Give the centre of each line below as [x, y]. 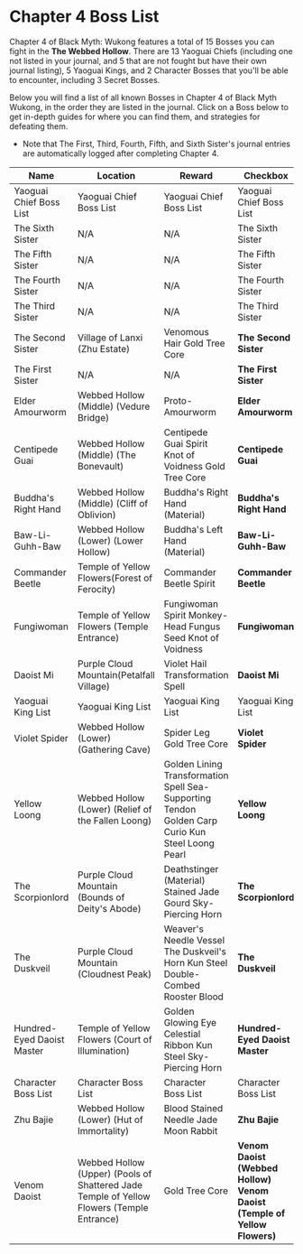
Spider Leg [187, 732]
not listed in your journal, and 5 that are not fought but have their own [138, 60]
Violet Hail [185, 664]
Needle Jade [191, 1119]
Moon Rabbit [191, 1130]
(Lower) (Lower [111, 541]
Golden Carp [191, 821]
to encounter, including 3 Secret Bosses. [85, 79]
